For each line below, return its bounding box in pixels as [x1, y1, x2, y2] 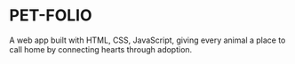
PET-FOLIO [9, 5, 92, 26]
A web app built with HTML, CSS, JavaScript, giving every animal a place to [9, 35, 286, 45]
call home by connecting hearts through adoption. [9, 44, 193, 54]
